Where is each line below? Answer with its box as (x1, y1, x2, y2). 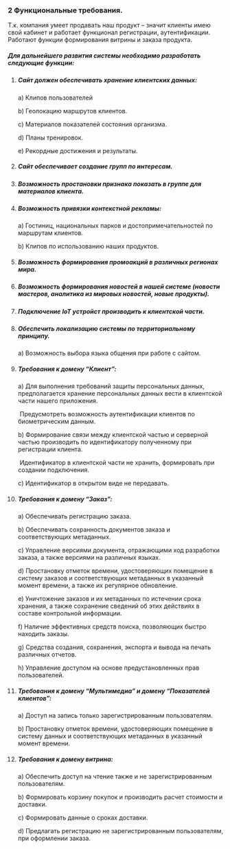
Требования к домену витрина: (17, 755, 113, 763)
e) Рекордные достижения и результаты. (17, 146, 138, 155)
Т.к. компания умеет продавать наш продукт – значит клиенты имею (8, 21, 211, 30)
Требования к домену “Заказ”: (17, 495, 113, 503)
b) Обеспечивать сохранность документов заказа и (17, 525, 171, 534)
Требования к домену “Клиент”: (17, 365, 117, 373)
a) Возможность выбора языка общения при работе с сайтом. (17, 349, 201, 357)
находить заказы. (17, 630, 69, 638)
